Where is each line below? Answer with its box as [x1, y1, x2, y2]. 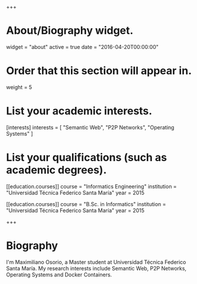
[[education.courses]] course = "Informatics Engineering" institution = [6, 182, 177, 190]
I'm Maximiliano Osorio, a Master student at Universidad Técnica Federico [6, 258, 186, 266]
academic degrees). [6, 164, 107, 177]
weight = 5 [6, 83, 33, 90]
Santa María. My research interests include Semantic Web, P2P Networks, [6, 265, 187, 272]
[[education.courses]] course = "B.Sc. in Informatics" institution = [6, 200, 167, 207]
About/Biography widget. [6, 24, 134, 37]
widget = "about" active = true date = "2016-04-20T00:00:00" [6, 43, 159, 50]
